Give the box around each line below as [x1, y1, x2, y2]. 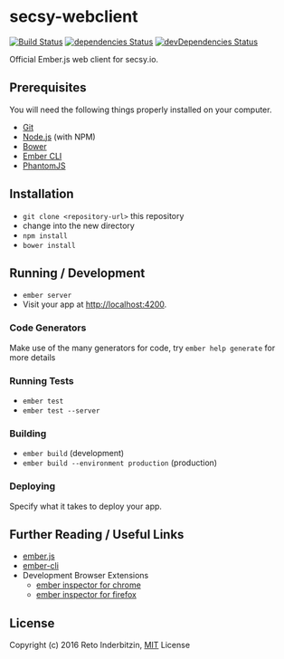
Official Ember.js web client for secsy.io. [9, 53, 159, 64]
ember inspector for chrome [35, 579, 142, 590]
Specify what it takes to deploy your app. [9, 501, 163, 511]
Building [9, 427, 47, 440]
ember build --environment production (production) [22, 457, 218, 468]
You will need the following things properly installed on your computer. [9, 104, 272, 115]
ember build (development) [22, 448, 125, 459]
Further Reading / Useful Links [9, 527, 185, 542]
